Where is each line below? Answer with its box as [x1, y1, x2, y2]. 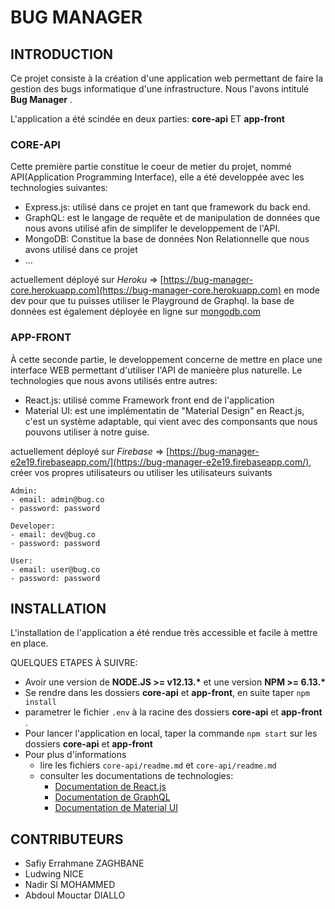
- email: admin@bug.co [10, 494, 105, 505]
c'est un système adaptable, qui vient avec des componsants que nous [24, 415, 318, 427]
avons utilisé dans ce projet [24, 244, 138, 256]
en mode [283, 284, 320, 296]
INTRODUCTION [10, 46, 114, 63]
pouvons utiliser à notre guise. [24, 426, 150, 438]
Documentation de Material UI [54, 802, 178, 814]
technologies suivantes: [10, 182, 108, 194]
